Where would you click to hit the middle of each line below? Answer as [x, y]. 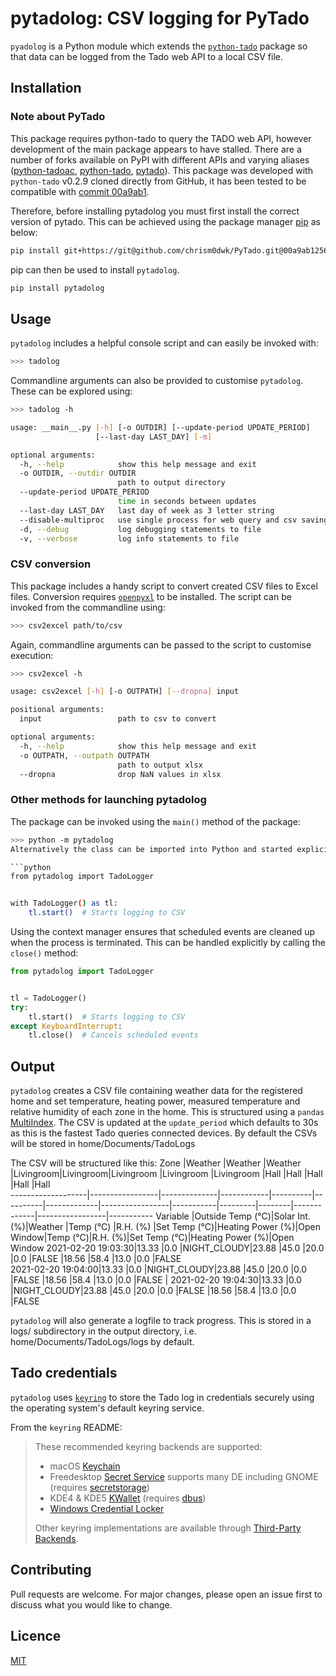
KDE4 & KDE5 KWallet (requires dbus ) [128, 1498]
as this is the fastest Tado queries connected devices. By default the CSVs [164, 1133]
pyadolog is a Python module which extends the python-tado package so [159, 46]
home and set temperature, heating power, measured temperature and [155, 1101]
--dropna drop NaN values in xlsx [120, 774]
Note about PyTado [58, 117]
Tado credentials [64, 1373]
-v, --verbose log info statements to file [129, 538]
